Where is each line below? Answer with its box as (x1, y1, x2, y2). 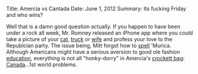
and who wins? (6, 11, 44, 18)
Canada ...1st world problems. (6, 61, 78, 68)
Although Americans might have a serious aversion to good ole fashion (6, 48, 181, 55)
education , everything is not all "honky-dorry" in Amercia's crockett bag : (6, 55, 185, 61)
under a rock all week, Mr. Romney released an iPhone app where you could (6, 29, 193, 36)
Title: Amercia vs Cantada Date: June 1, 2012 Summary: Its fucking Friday (6, 5, 187, 12)
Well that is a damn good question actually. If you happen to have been (6, 23, 181, 30)
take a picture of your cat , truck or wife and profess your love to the (6, 36, 173, 42)
